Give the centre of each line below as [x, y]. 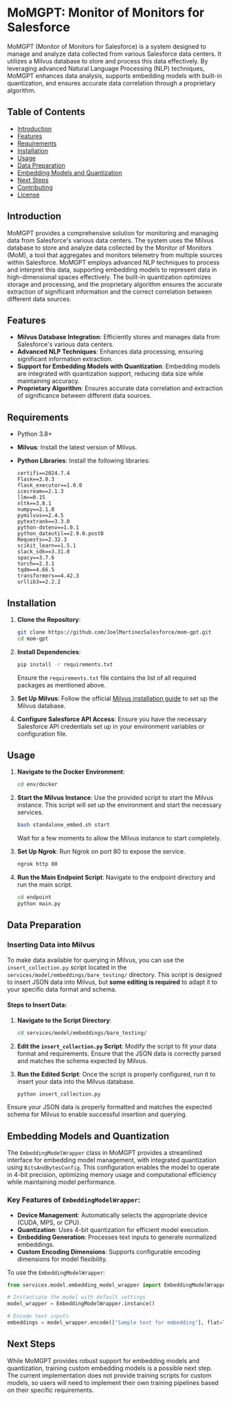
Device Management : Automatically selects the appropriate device [112, 1215]
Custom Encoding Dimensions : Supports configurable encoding [109, 1251]
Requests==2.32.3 [42, 540]
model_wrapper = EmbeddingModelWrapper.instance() [81, 1304]
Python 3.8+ [35, 434]
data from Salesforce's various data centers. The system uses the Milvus [111, 240]
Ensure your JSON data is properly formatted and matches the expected [110, 1107]
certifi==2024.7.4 [43, 474]
